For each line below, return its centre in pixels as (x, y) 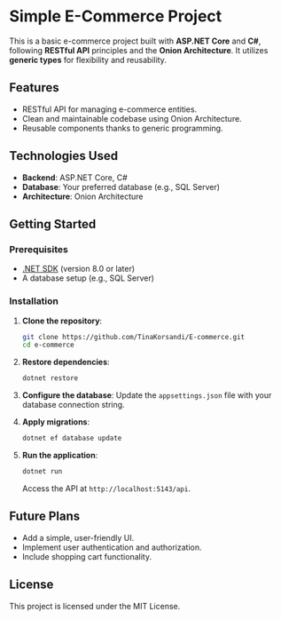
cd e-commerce (48, 345)
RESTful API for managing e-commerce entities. (109, 109)
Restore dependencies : (66, 362)
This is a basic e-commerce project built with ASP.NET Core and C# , (135, 41)
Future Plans (45, 517)
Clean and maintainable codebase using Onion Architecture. (132, 118)
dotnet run (42, 472)
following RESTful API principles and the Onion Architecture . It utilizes (139, 50)
